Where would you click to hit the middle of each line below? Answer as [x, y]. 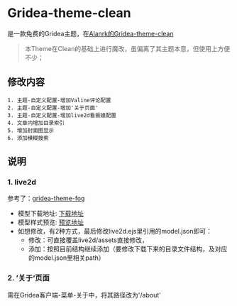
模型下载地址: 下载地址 [50, 214]
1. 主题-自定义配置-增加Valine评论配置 [59, 100]
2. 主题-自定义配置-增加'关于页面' [53, 108]
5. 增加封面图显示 [31, 130]
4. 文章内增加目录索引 [36, 123]
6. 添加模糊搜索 [28, 138]
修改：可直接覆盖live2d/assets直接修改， [88, 240]
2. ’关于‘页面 [28, 278]
